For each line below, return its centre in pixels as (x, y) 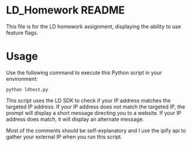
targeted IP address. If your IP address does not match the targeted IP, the (96, 107)
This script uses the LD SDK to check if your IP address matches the (88, 100)
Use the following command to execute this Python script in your (84, 72)
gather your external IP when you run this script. (64, 137)
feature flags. (22, 32)
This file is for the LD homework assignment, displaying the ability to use (94, 26)
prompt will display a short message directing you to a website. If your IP (94, 113)
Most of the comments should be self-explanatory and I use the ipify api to (96, 130)
